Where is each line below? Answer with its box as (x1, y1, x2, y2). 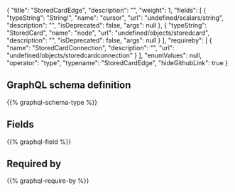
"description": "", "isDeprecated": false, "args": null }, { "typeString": (6, 21, 207, 29)
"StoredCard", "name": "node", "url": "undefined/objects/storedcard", (6, 28, 210, 37)
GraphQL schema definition (6, 79, 131, 91)
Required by (6, 158, 62, 170)
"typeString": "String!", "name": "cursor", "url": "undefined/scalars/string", (6, 13, 224, 22)
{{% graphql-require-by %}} (6, 176, 89, 185)
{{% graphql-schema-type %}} (6, 98, 98, 106)
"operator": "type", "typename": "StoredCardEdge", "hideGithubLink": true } (6, 59, 229, 67)
